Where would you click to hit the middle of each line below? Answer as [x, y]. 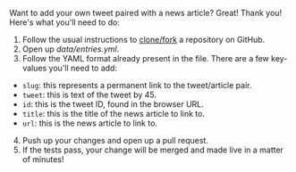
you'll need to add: [83, 68]
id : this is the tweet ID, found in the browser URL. [113, 104]
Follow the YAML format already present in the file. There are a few [146, 58]
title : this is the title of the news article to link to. [114, 114]
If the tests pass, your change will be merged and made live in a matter [153, 150]
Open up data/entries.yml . [71, 49]
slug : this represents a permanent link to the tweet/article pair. [137, 85]
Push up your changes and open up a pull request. [115, 140]
